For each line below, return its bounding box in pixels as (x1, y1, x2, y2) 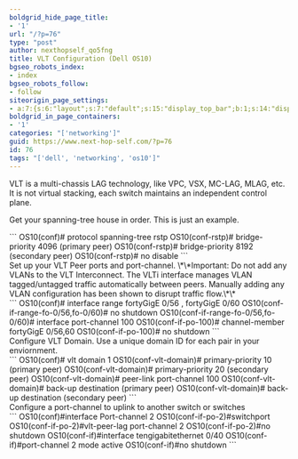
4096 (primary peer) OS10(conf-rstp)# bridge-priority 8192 (37, 241, 255, 252)
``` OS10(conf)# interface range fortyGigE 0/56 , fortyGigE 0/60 (9, 297, 240, 308)
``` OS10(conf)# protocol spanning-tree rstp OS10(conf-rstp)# (9, 231, 234, 242)
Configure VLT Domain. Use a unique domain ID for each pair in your (9, 335, 260, 346)
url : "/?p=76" (9, 29, 62, 38)
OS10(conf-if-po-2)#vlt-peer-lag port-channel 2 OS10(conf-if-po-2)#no (9, 420, 271, 431)
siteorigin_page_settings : (9, 95, 109, 105)
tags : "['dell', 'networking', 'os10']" (9, 153, 161, 163)
